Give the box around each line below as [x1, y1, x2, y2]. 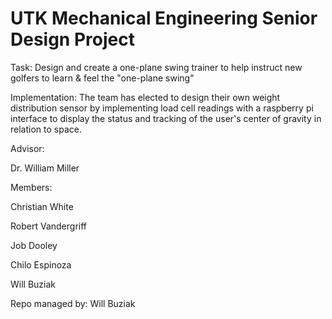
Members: [10, 181, 53, 193]
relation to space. [10, 123, 82, 135]
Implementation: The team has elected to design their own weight [10, 91, 281, 103]
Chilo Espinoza [10, 258, 72, 271]
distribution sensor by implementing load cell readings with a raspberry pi [10, 102, 314, 114]
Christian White [10, 200, 74, 212]
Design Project [10, 28, 135, 51]
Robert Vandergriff [10, 220, 87, 232]
